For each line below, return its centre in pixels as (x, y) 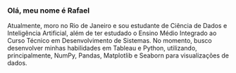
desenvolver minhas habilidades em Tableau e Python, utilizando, (102, 48)
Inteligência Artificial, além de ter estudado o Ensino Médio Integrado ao (112, 33)
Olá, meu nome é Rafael (49, 11)
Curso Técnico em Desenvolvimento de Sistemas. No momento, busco (110, 41)
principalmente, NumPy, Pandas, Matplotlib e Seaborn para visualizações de (118, 55)
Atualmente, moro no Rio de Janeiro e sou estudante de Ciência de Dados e (117, 26)
